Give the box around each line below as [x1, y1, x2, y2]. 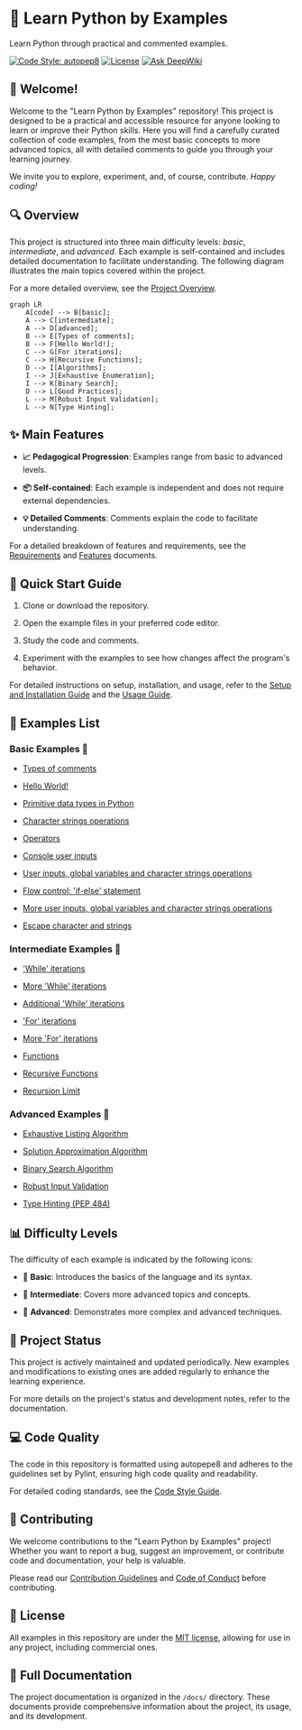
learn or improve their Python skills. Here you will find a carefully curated [9, 124, 280, 135]
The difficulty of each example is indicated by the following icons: [9, 1254, 254, 1265]
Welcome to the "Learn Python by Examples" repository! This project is [9, 106, 274, 116]
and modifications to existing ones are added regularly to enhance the [9, 1367, 270, 1377]
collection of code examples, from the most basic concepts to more [9, 134, 261, 145]
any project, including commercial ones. [9, 1642, 158, 1652]
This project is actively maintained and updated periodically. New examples [9, 1357, 290, 1367]
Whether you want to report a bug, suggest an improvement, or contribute [9, 1545, 285, 1556]
